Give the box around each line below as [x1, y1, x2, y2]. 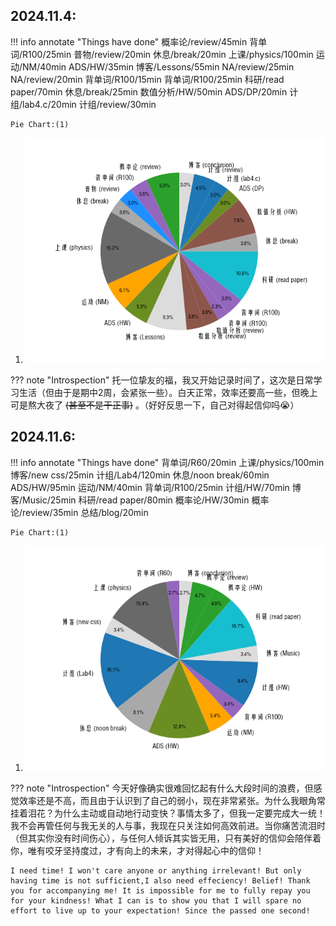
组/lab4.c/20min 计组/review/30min [10, 98, 157, 110]
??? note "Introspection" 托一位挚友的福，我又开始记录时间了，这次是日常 [10, 374, 314, 386]
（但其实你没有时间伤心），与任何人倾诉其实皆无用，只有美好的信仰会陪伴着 [10, 832, 322, 844]
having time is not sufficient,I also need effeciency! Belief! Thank [10, 875, 311, 886]
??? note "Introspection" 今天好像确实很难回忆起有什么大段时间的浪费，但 [10, 782, 314, 794]
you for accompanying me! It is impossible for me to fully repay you [10, 885, 311, 896]
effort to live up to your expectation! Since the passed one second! [10, 905, 311, 916]
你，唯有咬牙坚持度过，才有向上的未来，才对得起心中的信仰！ [10, 844, 265, 856]
